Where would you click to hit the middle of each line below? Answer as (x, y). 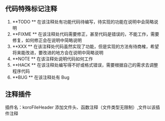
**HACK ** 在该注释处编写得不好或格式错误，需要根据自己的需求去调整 (85, 65)
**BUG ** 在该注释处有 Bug (41, 77)
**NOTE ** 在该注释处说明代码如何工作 (53, 59)
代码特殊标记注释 (31, 9)
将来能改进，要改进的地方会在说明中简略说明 (58, 52)
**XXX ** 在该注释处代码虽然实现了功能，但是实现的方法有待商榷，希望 (85, 46)
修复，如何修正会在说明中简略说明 (47, 40)
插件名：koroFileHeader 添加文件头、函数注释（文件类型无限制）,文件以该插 (82, 107)
